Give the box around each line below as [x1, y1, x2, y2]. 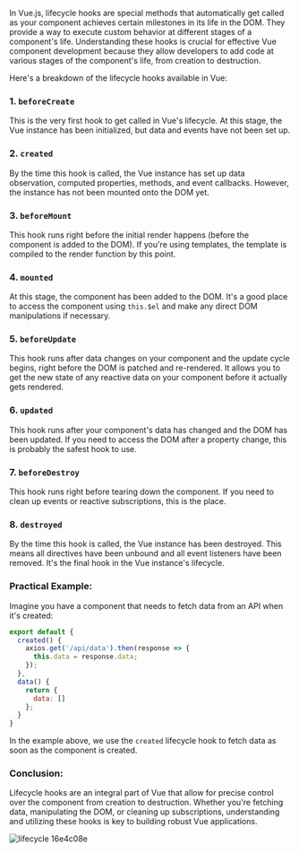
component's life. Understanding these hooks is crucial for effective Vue [9, 36, 278, 47]
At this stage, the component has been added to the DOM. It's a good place [9, 292, 288, 302]
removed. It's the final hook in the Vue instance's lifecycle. [9, 558, 226, 569]
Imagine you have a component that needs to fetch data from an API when [9, 600, 284, 611]
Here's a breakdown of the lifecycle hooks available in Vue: [9, 73, 228, 83]
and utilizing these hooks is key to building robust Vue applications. [9, 816, 258, 827]
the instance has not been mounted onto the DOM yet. [9, 187, 210, 197]
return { [25, 685, 58, 694]
